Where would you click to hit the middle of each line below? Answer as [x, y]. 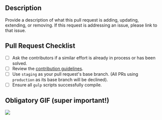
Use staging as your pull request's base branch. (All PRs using [75, 74]
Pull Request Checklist [40, 46]
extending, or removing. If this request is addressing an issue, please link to [81, 25]
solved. [20, 63]
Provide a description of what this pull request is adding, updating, [72, 20]
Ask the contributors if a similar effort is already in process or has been [84, 58]
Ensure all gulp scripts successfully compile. [57, 85]
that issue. [15, 30]
